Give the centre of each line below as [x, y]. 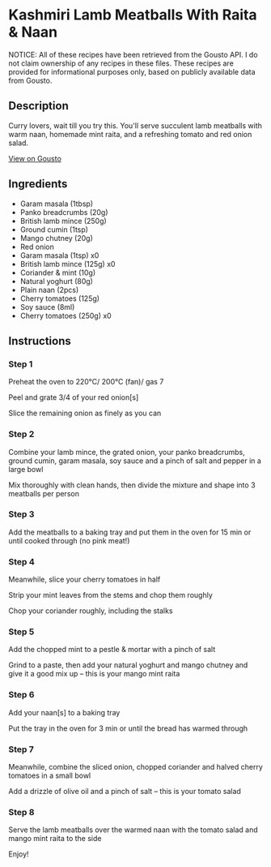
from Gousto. [30, 80]
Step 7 [21, 749]
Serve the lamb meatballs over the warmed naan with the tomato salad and [133, 830]
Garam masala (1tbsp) [57, 204]
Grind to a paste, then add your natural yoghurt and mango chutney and [128, 665]
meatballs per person [44, 493]
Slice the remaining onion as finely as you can [85, 413]
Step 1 [21, 364]
